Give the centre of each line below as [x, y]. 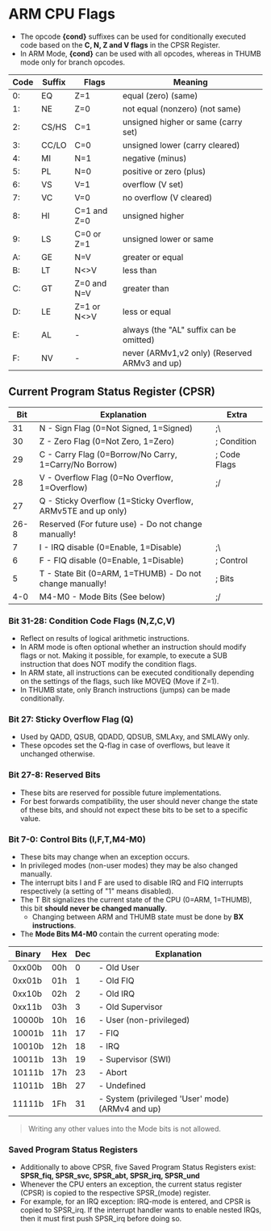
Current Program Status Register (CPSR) [112, 392]
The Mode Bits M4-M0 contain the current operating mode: [119, 934]
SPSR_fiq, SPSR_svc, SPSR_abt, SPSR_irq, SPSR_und [110, 1176]
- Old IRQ [117, 994]
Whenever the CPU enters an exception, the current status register [131, 1184]
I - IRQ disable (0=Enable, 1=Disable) [110, 547]
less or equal [147, 312]
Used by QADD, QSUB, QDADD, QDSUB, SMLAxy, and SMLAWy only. [135, 737]
